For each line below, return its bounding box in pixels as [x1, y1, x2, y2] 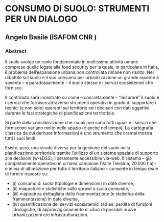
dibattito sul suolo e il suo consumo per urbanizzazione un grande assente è [5, 74, 159, 80]
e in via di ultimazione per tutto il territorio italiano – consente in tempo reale [5, 166, 158, 171]
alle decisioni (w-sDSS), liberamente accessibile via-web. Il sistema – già [5, 155, 152, 161]
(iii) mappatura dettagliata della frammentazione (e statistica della [12, 191, 145, 196]
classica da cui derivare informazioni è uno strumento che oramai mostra [5, 130, 153, 136]
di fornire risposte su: [5, 170, 48, 177]
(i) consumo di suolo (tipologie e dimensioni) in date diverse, [12, 180, 135, 186]
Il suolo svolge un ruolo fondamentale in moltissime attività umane [5, 58, 139, 64]
